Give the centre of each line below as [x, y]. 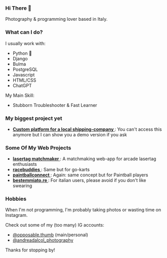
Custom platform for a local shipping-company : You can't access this [87, 129]
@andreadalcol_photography [43, 240]
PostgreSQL [25, 69]
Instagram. [16, 215]
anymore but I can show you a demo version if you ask [70, 134]
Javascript [24, 75]
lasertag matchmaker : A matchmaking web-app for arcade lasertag [84, 159]
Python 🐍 [22, 53]
